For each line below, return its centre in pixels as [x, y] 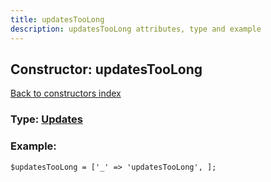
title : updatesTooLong [57, 19]
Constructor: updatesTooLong [106, 69]
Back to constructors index [66, 93]
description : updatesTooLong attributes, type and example [136, 29]
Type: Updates [46, 119]
